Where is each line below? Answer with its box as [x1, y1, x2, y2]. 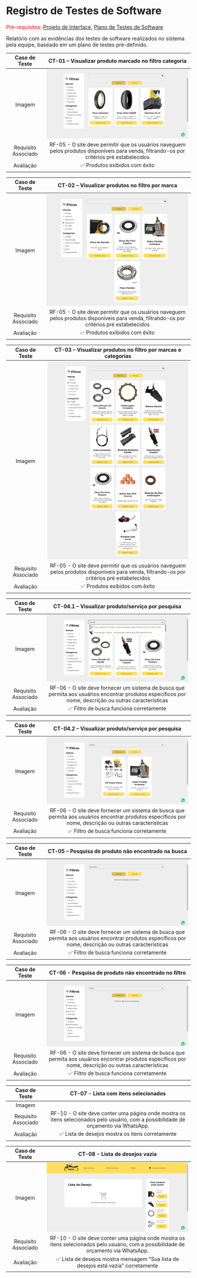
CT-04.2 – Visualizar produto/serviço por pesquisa [53, 725, 182, 732]
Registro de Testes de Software [6, 4, 162, 18]
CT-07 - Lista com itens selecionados [70, 1089, 166, 1097]
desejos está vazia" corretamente [77, 1262, 158, 1269]
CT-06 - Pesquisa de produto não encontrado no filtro [49, 969, 186, 976]
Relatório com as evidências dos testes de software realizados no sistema [6, 35, 185, 42]
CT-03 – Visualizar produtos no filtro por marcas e [55, 346, 182, 353]
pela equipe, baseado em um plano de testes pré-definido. [6, 41, 148, 48]
